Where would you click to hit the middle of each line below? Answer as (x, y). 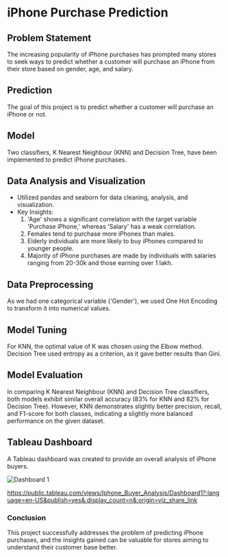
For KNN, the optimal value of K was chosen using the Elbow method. (105, 347)
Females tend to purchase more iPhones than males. (101, 234)
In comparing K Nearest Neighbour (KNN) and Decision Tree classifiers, (109, 391)
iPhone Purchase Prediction (88, 13)
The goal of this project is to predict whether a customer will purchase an (110, 107)
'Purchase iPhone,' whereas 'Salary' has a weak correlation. (112, 227)
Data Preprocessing (50, 285)
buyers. (18, 466)
